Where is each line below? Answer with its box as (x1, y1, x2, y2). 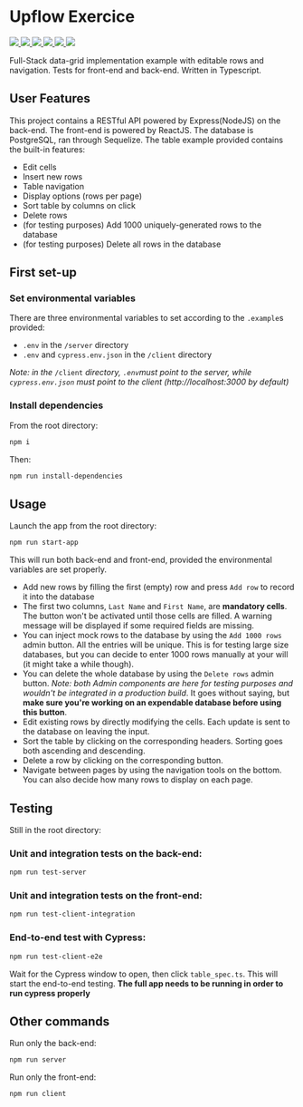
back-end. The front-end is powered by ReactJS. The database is (9, 124, 254, 135)
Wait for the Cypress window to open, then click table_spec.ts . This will (9, 968, 279, 979)
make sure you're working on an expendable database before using (22, 697, 282, 708)
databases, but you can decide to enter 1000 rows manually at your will (22, 649, 289, 660)
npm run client (9, 1090, 67, 1099)
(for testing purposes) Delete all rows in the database (22, 238, 222, 249)
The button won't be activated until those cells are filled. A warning (22, 610, 273, 622)
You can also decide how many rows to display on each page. (22, 774, 253, 785)
